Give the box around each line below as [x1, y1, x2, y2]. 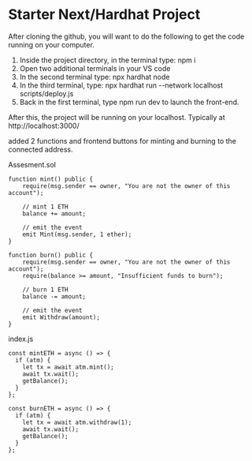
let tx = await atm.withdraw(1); [22, 418, 132, 426]
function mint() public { [8, 175, 93, 183]
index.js [8, 334, 34, 343]
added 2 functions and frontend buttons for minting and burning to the [8, 136, 236, 145]
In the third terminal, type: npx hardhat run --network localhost [19, 81, 224, 90]
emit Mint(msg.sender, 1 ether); [22, 230, 132, 238]
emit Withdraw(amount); [22, 313, 101, 321]
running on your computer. [8, 39, 94, 49]
